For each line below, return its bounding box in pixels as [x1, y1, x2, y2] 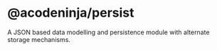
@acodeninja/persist [7, 5, 134, 21]
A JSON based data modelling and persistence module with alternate [7, 28, 210, 36]
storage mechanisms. [7, 35, 71, 43]
